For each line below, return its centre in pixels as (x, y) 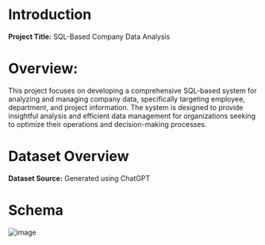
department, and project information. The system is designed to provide (126, 107)
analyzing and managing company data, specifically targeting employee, (127, 99)
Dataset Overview (69, 157)
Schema (36, 210)
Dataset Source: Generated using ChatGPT (79, 178)
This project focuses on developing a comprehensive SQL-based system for (133, 90)
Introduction (50, 15)
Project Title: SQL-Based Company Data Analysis (89, 36)
